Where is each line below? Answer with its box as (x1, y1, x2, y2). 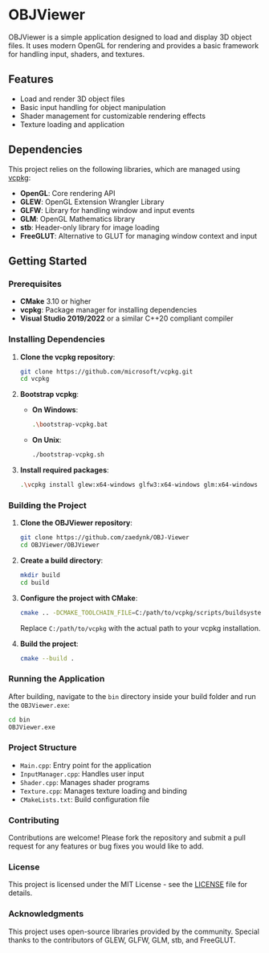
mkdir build (19, 571, 60, 579)
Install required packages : (19, 465, 110, 475)
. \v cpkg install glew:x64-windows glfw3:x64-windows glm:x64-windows (19, 481, 259, 489)
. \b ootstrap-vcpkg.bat (31, 420, 108, 429)
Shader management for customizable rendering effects (19, 111, 206, 121)
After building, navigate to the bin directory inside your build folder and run (8, 691, 256, 701)
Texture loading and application (19, 119, 125, 129)
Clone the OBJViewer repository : (19, 518, 132, 528)
